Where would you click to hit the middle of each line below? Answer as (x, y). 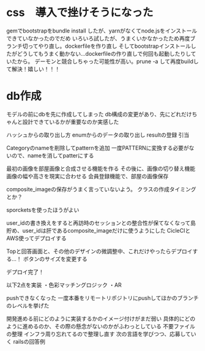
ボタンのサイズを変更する (55, 259)
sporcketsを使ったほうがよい (43, 209)
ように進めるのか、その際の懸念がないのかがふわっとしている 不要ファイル (101, 326)
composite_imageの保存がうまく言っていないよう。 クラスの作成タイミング (101, 189)
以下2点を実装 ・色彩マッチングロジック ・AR (64, 285)
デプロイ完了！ (25, 272)
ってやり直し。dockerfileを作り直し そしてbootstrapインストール (109, 46)
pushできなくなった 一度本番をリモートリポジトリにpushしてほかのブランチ (102, 298)
